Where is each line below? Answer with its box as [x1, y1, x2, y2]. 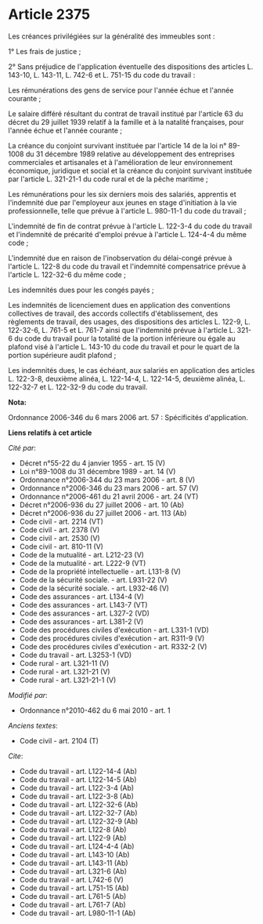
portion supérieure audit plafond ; [8, 350, 117, 360]
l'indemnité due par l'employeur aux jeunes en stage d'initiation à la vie [8, 198, 237, 207]
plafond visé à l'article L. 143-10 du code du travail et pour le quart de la [8, 341, 240, 351]
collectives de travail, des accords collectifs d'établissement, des [8, 309, 218, 318]
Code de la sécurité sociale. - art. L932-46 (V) [19, 583, 170, 593]
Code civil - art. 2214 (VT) [19, 517, 104, 526]
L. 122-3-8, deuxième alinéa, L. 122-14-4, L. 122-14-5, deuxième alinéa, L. [8, 374, 246, 383]
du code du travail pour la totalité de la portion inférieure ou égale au [14, 334, 236, 343]
